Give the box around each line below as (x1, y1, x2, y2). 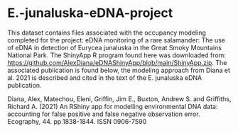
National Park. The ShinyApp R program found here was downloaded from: (7, 51, 226, 59)
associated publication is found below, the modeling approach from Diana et (7, 66, 231, 74)
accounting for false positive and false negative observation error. (7, 110, 200, 118)
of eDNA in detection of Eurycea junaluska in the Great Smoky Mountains (7, 43, 222, 52)
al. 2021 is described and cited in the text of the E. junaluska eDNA (7, 73, 202, 82)
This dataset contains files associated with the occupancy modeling (7, 28, 206, 37)
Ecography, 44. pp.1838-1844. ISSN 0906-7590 (7, 117, 147, 125)
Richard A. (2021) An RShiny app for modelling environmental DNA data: (7, 102, 218, 110)
